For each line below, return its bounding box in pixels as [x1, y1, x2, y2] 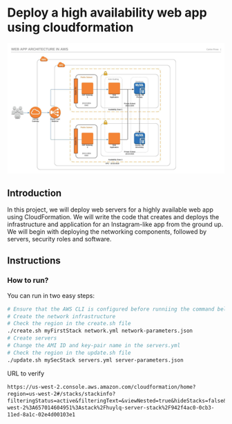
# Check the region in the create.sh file [7, 320, 131, 327]
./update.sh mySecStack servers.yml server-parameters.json [7, 356, 184, 364]
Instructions [7, 255, 61, 267]
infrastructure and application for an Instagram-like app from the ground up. [7, 220, 224, 228]
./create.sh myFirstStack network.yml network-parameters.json [7, 327, 193, 335]
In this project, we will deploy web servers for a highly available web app [7, 205, 214, 214]
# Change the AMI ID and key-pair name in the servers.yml [7, 342, 181, 349]
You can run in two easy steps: [7, 291, 95, 299]
